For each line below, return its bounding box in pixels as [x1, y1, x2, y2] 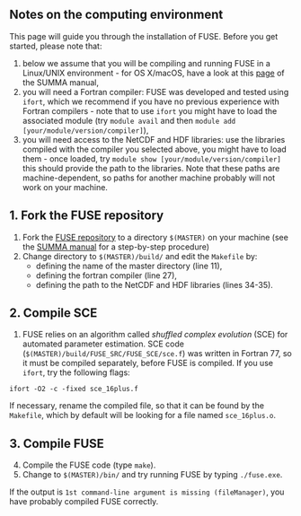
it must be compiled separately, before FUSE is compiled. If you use [22, 358, 274, 369]
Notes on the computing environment [9, 7, 224, 22]
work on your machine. [22, 181, 108, 192]
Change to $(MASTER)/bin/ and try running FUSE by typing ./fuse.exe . [22, 469, 283, 480]
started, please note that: [9, 40, 102, 51]
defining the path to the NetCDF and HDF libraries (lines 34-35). [35, 279, 274, 290]
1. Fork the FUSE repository [9, 208, 164, 223]
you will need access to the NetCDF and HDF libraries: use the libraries [22, 134, 286, 144]
